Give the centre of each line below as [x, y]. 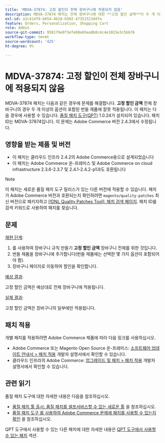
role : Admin [17, 28]
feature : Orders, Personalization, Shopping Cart [57, 23]
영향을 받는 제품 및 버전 [38, 144]
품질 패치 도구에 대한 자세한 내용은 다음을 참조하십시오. [57, 396]
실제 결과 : [14, 298]
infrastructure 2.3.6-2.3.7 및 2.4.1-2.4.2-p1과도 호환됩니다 [69, 169]
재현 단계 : [14, 237]
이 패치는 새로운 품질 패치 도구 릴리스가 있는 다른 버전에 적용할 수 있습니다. [76, 189]
